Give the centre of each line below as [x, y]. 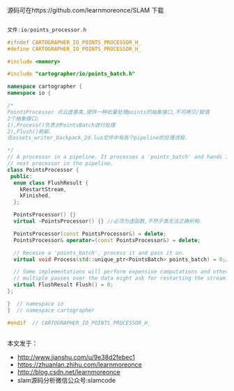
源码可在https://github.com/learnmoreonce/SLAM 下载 [86, 10]
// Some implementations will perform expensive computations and [112, 272]
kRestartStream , [44, 189]
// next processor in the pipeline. [60, 163]
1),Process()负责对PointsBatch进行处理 [61, 125]
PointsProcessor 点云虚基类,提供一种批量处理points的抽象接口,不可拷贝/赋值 [109, 112]
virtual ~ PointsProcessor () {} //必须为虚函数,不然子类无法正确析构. [108, 221]
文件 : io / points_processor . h [47, 30]
